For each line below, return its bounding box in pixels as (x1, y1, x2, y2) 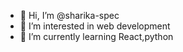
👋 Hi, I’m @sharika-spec (19, 10, 120, 21)
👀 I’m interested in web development (19, 20, 171, 32)
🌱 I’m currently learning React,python (19, 31, 174, 42)
